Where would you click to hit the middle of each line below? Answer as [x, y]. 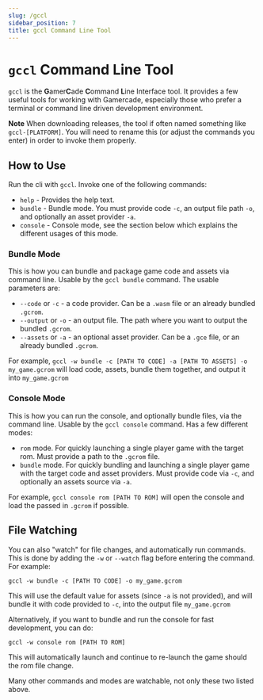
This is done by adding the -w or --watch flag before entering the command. [131, 558]
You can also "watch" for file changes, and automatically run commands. [127, 549]
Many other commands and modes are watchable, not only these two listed [131, 681]
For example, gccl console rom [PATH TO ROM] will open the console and [126, 497]
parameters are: [34, 288]
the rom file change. [41, 665]
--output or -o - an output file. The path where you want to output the [133, 320]
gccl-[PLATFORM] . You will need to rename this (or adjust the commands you [131, 132]
